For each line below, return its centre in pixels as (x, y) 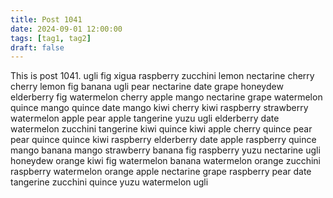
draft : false (37, 47)
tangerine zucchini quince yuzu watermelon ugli (109, 182)
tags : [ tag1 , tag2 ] (51, 38)
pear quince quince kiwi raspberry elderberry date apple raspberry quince (163, 140)
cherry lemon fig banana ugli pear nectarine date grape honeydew (147, 87)
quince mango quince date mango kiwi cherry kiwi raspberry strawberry (159, 108)
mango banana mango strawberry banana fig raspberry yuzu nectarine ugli (165, 150)
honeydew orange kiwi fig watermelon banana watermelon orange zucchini (166, 161)
